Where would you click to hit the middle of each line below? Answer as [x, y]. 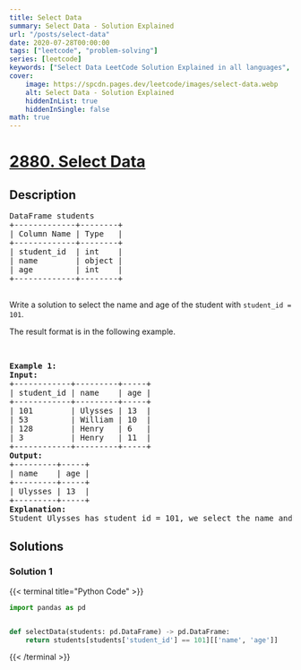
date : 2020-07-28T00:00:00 [60, 43]
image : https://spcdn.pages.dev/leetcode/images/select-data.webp [152, 84]
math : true [30, 117]
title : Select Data [46, 17]
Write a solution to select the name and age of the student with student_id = [150, 305]
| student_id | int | [66, 252]
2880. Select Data [77, 162]
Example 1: [33, 366]
